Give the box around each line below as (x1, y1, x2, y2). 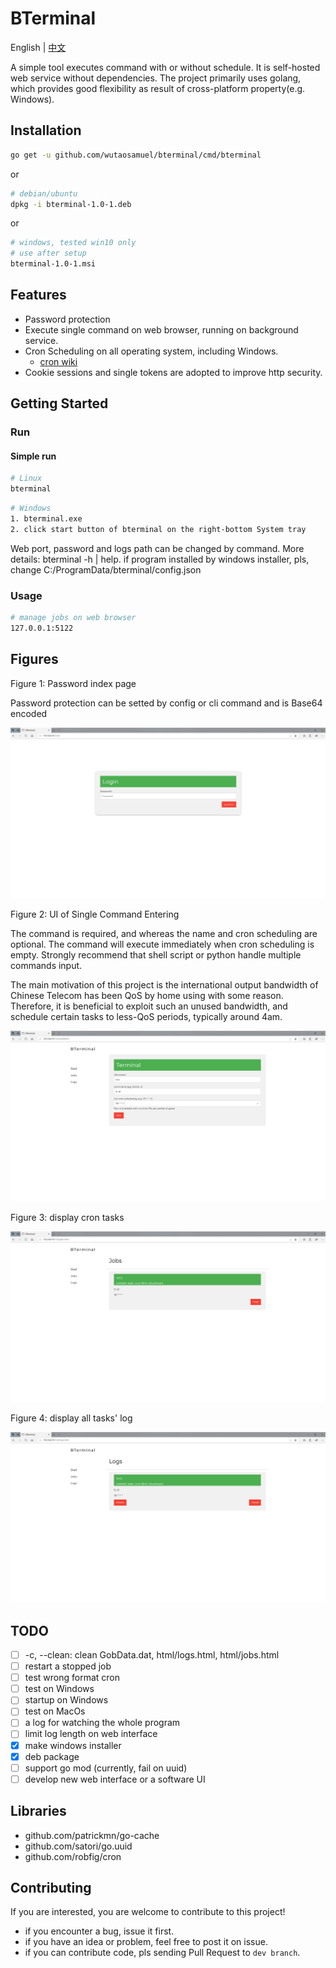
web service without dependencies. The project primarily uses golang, (10, 72, 302, 84)
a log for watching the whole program (24, 1717, 181, 1729)
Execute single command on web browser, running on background (24, 323, 299, 336)
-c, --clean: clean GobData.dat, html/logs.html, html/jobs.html (24, 1649, 280, 1661)
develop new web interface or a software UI (24, 1773, 206, 1785)
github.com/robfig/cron (24, 1850, 122, 1862)
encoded (10, 707, 48, 719)
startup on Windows (24, 1694, 109, 1706)
